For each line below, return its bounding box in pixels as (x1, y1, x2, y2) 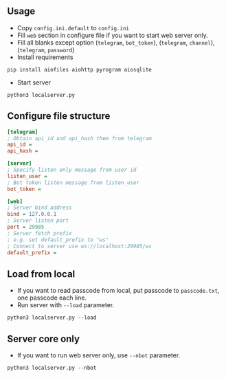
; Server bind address (7, 204, 72, 212)
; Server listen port (7, 217, 69, 224)
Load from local (7, 268, 76, 280)
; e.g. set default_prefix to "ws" (7, 236, 109, 243)
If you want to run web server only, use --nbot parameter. (16, 351, 181, 359)
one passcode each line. (16, 293, 87, 302)
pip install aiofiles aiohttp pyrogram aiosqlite (7, 66, 152, 73)
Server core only (7, 333, 80, 344)
